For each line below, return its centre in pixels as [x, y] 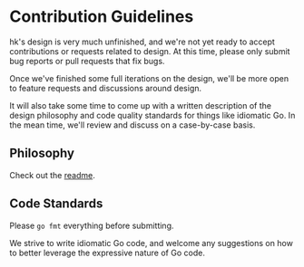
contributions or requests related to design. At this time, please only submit [150, 51]
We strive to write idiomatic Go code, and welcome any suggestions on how [151, 243]
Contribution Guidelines [102, 17]
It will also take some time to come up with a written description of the [141, 105]
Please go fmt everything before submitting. [92, 225]
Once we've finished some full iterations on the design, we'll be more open [149, 78]
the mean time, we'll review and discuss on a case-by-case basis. [132, 125]
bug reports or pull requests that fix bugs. [87, 61]
